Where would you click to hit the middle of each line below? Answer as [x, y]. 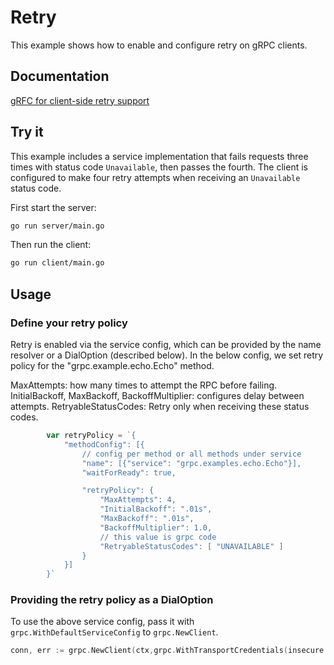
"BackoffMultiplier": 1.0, [156, 527]
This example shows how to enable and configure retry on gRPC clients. [159, 45]
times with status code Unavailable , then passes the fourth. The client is [159, 167]
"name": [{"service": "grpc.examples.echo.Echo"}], [191, 463]
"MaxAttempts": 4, [138, 500]
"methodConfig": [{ [104, 444]
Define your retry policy [69, 323]
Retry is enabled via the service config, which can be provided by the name [166, 344]
